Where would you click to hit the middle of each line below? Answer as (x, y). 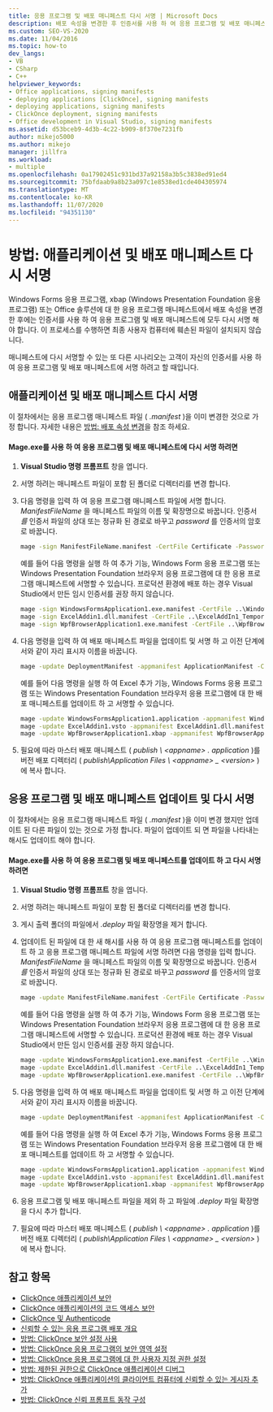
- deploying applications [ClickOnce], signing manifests (108, 99)
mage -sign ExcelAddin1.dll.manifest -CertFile (102, 617)
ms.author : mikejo (39, 144)
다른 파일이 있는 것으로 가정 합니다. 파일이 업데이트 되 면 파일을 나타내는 (146, 830)
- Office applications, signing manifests (81, 91)
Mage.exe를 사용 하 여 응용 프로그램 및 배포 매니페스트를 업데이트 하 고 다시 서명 (135, 860)
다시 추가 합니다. (55, 1211)
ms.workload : (30, 159)
